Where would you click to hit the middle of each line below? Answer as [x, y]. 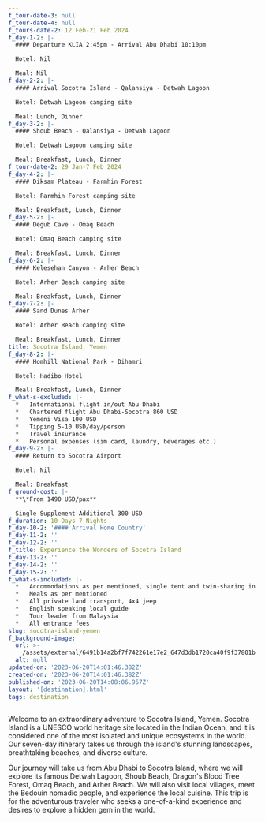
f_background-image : [42, 638]
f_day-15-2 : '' [33, 572]
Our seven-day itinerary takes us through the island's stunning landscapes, [130, 744]
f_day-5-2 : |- [32, 218]
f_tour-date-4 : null [42, 23]
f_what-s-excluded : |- [45, 398]
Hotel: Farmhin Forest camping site [75, 196]
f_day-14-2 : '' [33, 565]
